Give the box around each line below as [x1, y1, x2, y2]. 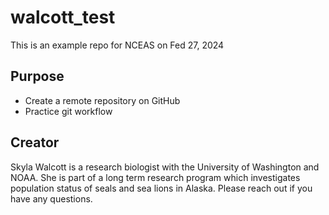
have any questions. [10, 192, 93, 205]
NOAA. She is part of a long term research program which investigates [10, 171, 301, 183]
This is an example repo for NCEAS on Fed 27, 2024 [10, 39, 225, 51]
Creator [10, 134, 60, 151]
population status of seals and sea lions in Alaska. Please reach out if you [10, 182, 313, 194]
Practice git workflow [24, 105, 113, 117]
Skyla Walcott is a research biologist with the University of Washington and [10, 161, 320, 173]
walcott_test [10, 6, 116, 29]
